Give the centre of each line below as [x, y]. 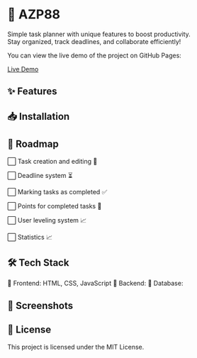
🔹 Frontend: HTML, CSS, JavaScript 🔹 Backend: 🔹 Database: [95, 284]
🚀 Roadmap [33, 144]
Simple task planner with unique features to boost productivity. [99, 34]
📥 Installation [39, 116]
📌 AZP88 [34, 15]
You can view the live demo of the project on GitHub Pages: [95, 55]
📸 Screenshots [40, 305]
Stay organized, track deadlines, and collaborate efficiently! [94, 41]
